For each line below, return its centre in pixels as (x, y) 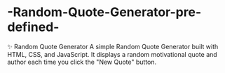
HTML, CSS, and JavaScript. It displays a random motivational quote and (112, 54)
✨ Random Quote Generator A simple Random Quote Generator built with (113, 46)
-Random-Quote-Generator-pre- (104, 12)
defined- (33, 27)
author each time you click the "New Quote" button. (82, 62)
